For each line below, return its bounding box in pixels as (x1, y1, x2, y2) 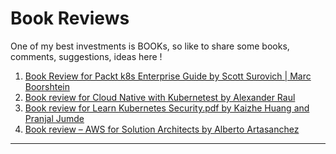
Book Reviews (10, 7, 130, 30)
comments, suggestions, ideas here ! (10, 50, 163, 62)
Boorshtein (24, 80, 70, 92)
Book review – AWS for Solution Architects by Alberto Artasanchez (24, 123, 300, 135)
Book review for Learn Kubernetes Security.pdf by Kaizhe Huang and (24, 102, 310, 114)
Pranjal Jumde (24, 112, 85, 124)
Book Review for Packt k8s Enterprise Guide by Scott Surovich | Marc (24, 70, 312, 82)
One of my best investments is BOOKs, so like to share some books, (10, 40, 290, 52)
